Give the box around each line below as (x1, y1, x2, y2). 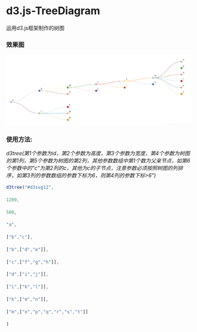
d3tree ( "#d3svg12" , (6, 185, 54, 190)
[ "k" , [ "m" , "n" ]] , (6, 296, 49, 302)
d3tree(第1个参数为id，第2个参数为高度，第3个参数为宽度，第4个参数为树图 (6, 150, 190, 157)
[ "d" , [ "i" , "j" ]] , (6, 271, 49, 278)
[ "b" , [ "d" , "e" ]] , (6, 246, 49, 252)
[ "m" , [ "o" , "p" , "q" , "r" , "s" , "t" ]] (6, 308, 88, 315)
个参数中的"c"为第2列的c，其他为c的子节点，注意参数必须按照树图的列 (6, 165, 178, 172)
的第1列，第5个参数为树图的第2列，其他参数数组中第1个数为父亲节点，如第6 (6, 157, 191, 165)
